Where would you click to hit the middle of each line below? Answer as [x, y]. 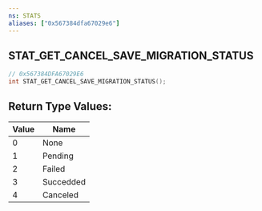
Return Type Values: [60, 106]
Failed [54, 168]
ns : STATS [25, 16]
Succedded [64, 181]
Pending [58, 156]
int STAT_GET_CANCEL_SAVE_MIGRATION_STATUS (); [87, 82]
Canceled [60, 195]
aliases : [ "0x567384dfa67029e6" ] [64, 23]
